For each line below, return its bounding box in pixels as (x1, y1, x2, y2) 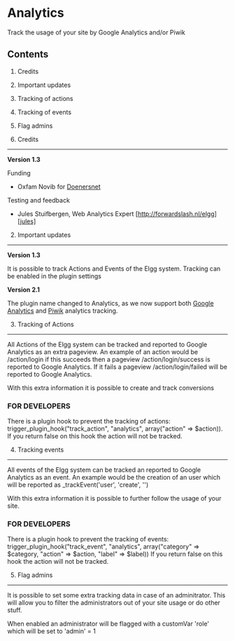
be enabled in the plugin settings (7, 271, 101, 280)
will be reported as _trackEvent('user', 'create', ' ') (7, 480, 149, 489)
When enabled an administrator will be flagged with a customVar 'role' (7, 619, 210, 628)
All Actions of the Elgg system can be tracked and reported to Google (7, 340, 208, 349)
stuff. (7, 606, 22, 614)
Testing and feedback (7, 196, 70, 204)
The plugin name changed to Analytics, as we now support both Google (7, 299, 215, 307)
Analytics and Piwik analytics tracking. (7, 306, 118, 315)
